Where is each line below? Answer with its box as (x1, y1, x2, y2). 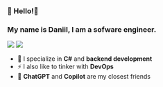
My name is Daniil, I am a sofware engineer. (7, 24, 157, 34)
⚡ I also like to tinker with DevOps (17, 62, 114, 71)
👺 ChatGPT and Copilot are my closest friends (17, 72, 151, 81)
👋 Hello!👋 (7, 6, 39, 16)
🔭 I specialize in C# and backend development (17, 55, 153, 63)
